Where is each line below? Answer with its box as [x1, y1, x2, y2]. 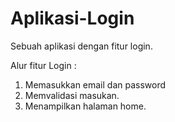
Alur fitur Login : [10, 59, 77, 71]
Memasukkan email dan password [24, 78, 167, 91]
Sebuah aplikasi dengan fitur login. [10, 40, 153, 52]
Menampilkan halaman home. [24, 100, 147, 112]
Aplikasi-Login [10, 7, 135, 30]
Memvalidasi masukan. [24, 89, 120, 101]
